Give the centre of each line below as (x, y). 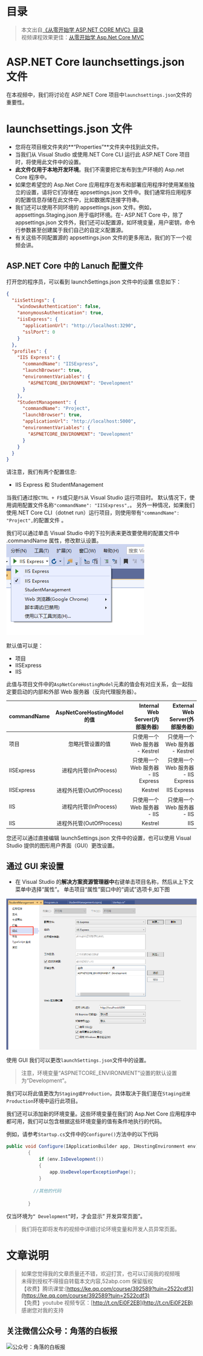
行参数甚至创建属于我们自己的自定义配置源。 (71, 230)
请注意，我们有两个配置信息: (42, 472)
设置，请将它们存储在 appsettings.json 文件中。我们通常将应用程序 (109, 192)
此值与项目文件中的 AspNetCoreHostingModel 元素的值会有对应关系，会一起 (97, 684)
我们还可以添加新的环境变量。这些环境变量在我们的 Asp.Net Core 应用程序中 (101, 1114)
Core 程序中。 (32, 177)
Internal (149, 706)
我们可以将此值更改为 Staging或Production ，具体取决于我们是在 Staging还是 (98, 1094)
